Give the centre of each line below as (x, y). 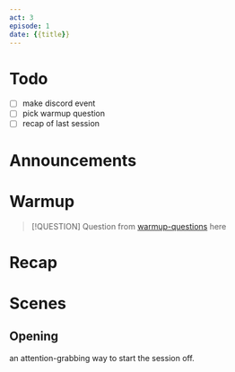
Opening (34, 337)
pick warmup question (64, 114)
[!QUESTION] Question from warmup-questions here (129, 226)
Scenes (38, 303)
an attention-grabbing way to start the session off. (102, 358)
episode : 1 (30, 26)
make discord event (59, 103)
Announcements (73, 160)
